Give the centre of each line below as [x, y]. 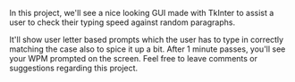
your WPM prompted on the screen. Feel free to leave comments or [133, 58]
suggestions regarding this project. [74, 68]
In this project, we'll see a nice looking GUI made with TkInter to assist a [142, 13]
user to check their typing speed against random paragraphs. [122, 22]
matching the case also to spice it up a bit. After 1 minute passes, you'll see [147, 49]
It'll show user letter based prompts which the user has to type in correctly [147, 40]
